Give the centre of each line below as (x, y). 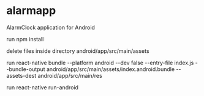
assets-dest (21, 75)
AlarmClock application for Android (51, 27)
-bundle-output (26, 69)
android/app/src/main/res (70, 75)
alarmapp (31, 11)
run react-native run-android (42, 87)
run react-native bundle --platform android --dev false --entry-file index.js (100, 63)
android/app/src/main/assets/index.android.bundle (111, 69)
